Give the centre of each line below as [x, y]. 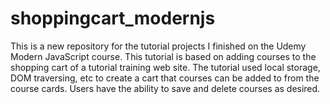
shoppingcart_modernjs [113, 18]
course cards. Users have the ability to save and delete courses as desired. [165, 88]
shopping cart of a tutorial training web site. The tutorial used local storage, [165, 67]
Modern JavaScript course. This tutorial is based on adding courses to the [163, 56]
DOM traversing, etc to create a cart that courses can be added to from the [165, 78]
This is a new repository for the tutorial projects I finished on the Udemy [158, 46]
